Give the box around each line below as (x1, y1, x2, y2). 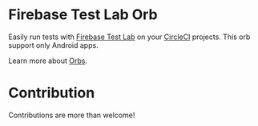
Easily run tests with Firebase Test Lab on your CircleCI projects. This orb (8, 32, 251, 41)
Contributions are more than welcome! (8, 110, 135, 120)
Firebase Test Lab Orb (8, 6, 158, 24)
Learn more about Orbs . (8, 56, 88, 65)
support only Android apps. (8, 40, 99, 49)
